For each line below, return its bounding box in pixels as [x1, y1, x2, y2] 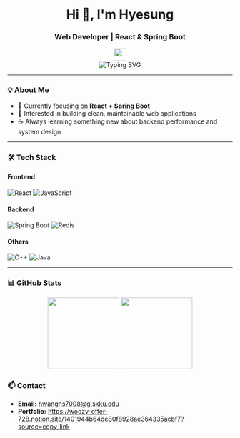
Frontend [7, 173, 36, 181]
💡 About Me [7, 85, 49, 95]
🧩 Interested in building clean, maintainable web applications [17, 109, 196, 117]
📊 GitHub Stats [7, 278, 62, 288]
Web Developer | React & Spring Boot [54, 32, 186, 42]
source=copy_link [17, 422, 70, 431]
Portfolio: [17, 407, 46, 415]
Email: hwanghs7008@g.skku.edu [17, 399, 119, 408]
